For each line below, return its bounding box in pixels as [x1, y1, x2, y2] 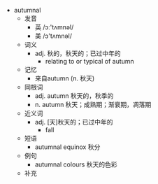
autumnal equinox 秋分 [34, 143, 101, 151]
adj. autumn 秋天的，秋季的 [34, 92, 114, 100]
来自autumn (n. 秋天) [34, 74, 95, 83]
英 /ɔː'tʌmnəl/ [34, 23, 74, 31]
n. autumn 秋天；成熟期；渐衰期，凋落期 [34, 101, 152, 108]
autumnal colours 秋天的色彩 [34, 160, 117, 169]
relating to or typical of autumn [45, 57, 134, 65]
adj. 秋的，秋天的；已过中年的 [34, 49, 121, 57]
